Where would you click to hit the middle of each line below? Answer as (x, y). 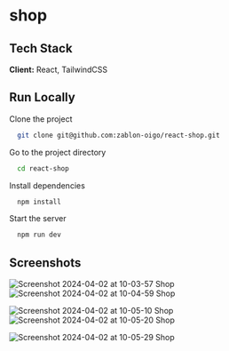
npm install (39, 202)
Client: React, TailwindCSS (59, 69)
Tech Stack (41, 48)
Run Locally (42, 97)
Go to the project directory (58, 152)
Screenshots (45, 263)
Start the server (38, 219)
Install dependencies (47, 185)
